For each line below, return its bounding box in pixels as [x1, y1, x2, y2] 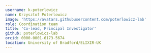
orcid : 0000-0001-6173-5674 [5, 36, 65, 41]
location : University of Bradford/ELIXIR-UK [5, 40, 101, 45]
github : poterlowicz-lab [5, 31, 58, 36]
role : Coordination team [5, 21, 58, 27]
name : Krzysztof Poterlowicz [5, 12, 67, 17]
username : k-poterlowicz [5, 7, 58, 13]
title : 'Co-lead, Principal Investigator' [5, 26, 97, 31]
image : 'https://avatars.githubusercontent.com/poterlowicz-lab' [5, 17, 146, 22]
